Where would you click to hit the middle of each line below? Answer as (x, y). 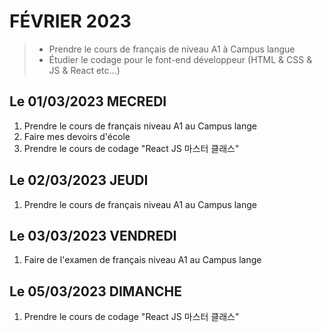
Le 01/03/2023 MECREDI (88, 101)
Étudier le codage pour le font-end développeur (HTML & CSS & (180, 59)
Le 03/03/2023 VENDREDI (93, 235)
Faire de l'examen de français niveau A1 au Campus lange (142, 260)
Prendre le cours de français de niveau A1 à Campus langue (172, 49)
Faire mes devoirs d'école (77, 136)
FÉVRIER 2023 (70, 21)
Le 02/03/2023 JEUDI (79, 180)
